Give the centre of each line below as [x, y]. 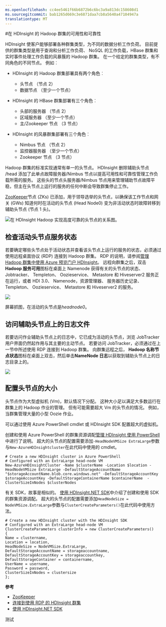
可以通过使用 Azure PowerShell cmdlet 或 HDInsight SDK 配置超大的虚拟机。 [83, 424]
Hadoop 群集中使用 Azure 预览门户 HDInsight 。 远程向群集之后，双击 [76, 262]
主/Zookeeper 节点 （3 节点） [50, 124]
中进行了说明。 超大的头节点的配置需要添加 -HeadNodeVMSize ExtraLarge [78, 441]
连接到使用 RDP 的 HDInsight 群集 [47, 602]
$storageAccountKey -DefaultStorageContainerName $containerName [74, 478]
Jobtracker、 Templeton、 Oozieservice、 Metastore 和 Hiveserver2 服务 [80, 275]
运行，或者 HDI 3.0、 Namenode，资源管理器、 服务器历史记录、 [76, 281]
